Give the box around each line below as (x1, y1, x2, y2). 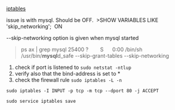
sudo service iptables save (6, 98, 76, 104)
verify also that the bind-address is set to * (14, 70, 121, 77)
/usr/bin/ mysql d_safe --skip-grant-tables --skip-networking (20, 52, 169, 59)
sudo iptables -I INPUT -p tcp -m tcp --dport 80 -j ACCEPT (6, 88, 159, 94)
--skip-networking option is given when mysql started (6, 34, 139, 41)
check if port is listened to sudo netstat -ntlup (14, 64, 131, 71)
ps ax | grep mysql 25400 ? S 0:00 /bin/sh (20, 46, 143, 53)
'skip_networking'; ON (6, 23, 63, 30)
